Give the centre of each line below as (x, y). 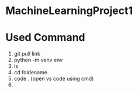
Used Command (45, 38)
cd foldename (31, 73)
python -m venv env (38, 60)
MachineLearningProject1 (69, 11)
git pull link (27, 54)
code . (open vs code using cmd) (54, 79)
